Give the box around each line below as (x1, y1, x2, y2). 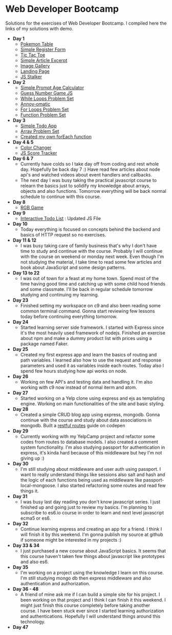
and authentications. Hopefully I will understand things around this (20, 613, 161, 619)
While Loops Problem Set (20, 95, 74, 102)
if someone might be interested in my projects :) (20, 537, 122, 543)
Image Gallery (20, 63, 50, 69)
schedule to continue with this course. (20, 193, 101, 200)
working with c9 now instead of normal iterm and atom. (20, 384, 137, 390)
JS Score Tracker (20, 150, 57, 156)
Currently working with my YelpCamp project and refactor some (20, 433, 155, 439)
